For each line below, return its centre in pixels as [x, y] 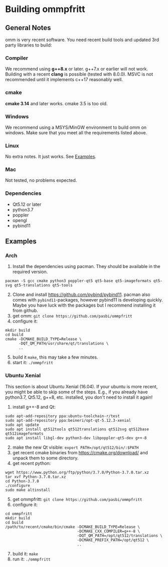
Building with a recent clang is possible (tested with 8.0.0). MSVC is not [79, 74]
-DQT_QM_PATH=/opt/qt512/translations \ [120, 535]
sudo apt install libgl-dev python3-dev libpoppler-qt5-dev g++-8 [76, 438]
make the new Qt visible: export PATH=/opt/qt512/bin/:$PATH [75, 447]
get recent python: [32, 463]
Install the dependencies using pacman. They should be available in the [86, 266]
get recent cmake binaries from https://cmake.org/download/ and [80, 452]
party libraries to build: [29, 45]
